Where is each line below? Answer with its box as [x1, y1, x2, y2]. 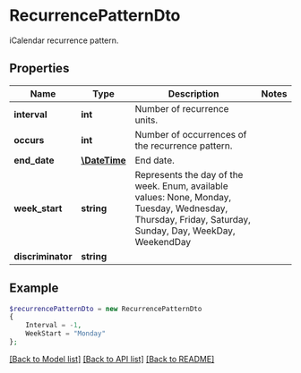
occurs [13, 133, 45, 146]
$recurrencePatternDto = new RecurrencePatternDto [9, 304, 202, 313]
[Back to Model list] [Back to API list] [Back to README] [9, 353, 215, 364]
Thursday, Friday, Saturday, [134, 213, 251, 225]
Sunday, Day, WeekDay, [134, 225, 236, 237]
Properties [9, 61, 70, 76]
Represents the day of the [134, 168, 244, 181]
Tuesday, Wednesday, [134, 202, 228, 215]
